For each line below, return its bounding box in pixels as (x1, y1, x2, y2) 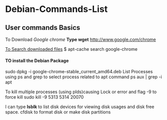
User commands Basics (5, 23, 80, 32)
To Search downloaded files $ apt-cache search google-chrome (5, 46, 137, 52)
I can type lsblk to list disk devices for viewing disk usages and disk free (5, 104, 154, 110)
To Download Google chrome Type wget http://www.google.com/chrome (5, 36, 156, 42)
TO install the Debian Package (5, 57, 69, 63)
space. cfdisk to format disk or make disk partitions (5, 109, 111, 115)
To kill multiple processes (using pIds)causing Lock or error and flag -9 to (5, 89, 157, 95)
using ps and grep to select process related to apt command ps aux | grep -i (5, 74, 162, 80)
